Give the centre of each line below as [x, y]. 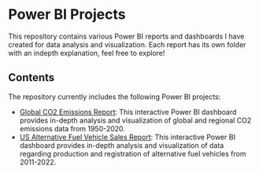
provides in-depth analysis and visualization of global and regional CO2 [135, 120]
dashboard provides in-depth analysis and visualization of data [122, 145]
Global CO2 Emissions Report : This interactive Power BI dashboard [128, 112]
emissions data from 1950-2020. [72, 128]
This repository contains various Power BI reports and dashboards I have [126, 36]
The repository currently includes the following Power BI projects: [115, 97]
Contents [31, 77]
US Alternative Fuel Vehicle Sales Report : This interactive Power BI [128, 137]
